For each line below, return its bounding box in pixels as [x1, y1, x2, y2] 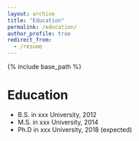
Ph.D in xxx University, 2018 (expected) [17, 125, 133, 134]
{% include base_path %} [7, 63, 82, 70]
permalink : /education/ [7, 23, 78, 30]
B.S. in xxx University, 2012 [17, 110, 97, 118]
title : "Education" [7, 17, 65, 24]
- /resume [13, 43, 42, 50]
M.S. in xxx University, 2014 [17, 118, 99, 126]
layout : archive [7, 10, 55, 18]
